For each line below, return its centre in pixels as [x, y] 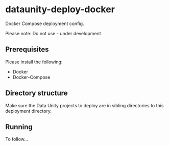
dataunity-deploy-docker [60, 9]
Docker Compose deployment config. [45, 23]
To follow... [17, 139]
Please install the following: [34, 62]
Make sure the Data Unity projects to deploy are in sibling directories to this [84, 105]
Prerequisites [27, 50]
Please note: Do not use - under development [53, 33]
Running [19, 127]
